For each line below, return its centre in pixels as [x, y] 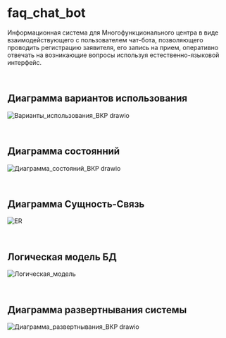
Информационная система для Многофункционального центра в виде [113, 32]
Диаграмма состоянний [64, 151]
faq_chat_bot [46, 13]
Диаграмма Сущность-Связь [76, 204]
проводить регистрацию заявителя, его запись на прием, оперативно [113, 47]
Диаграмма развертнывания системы [97, 309]
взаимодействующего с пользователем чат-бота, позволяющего [105, 40]
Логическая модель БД [62, 256]
